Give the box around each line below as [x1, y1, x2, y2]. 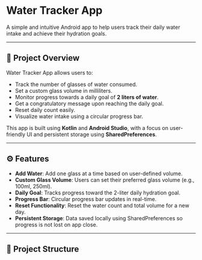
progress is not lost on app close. [14, 221, 98, 228]
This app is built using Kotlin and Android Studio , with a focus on [6, 124, 169, 131]
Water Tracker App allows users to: [6, 69, 93, 76]
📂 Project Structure [6, 244, 79, 254]
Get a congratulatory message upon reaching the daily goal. [14, 100, 164, 107]
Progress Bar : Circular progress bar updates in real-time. [14, 195, 157, 202]
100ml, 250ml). [14, 182, 52, 190]
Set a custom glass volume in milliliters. [14, 87, 113, 94]
